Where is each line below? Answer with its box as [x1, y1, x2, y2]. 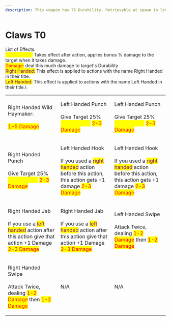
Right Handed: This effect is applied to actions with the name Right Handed [5, 68, 163, 74]
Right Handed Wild [8, 104, 52, 111]
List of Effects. [5, 46, 36, 52]
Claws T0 [5, 29, 46, 41]
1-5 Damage [8, 123, 40, 130]
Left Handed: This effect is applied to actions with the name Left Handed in [5, 78, 163, 84]
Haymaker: [8, 110, 34, 117]
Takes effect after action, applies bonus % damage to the [34, 51, 154, 57]
